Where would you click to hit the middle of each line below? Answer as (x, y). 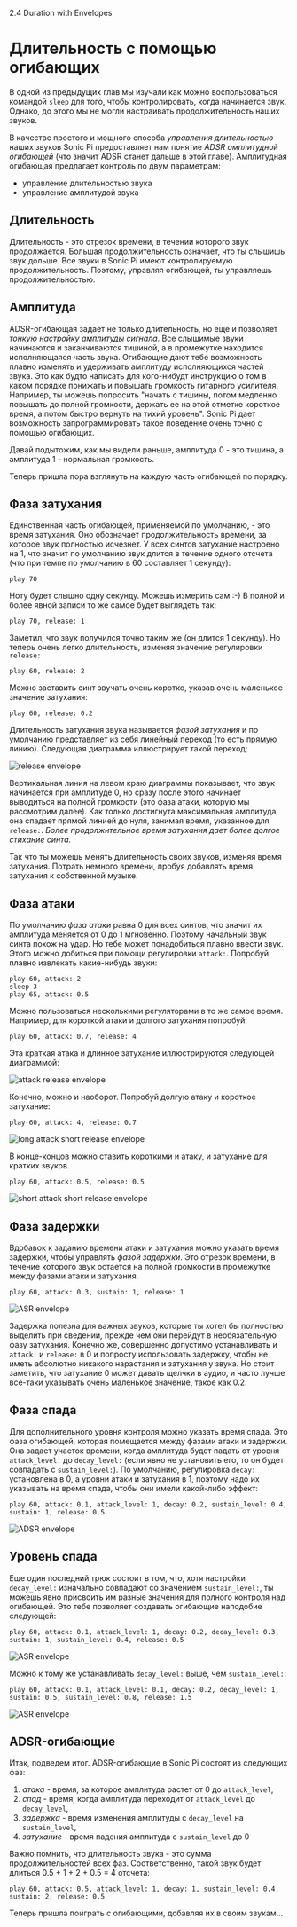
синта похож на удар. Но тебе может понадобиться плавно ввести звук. (146, 944)
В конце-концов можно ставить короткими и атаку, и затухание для (138, 1156)
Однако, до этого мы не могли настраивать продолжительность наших (145, 111)
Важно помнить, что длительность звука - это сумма (110, 1854)
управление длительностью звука (87, 183)
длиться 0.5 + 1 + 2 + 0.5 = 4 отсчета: (80, 1873)
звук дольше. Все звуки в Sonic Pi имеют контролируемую (121, 260)
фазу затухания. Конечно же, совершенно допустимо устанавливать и (143, 1345)
